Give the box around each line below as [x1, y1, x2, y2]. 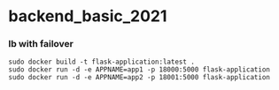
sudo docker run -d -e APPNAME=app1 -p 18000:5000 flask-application [8, 65, 271, 74]
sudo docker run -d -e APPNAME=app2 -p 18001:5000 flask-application [8, 73, 271, 82]
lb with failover [8, 38, 74, 50]
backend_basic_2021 [8, 6, 167, 26]
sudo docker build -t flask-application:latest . [8, 57, 196, 67]
